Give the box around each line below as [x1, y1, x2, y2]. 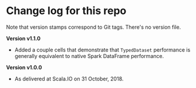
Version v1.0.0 [6, 63, 42, 71]
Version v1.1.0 [6, 35, 41, 42]
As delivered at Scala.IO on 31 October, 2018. [14, 75, 124, 82]
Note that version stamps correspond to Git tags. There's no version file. [6, 23, 181, 31]
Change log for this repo [6, 4, 127, 18]
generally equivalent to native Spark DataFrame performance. [14, 52, 164, 59]
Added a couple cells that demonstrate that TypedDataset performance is [14, 46, 191, 53]
